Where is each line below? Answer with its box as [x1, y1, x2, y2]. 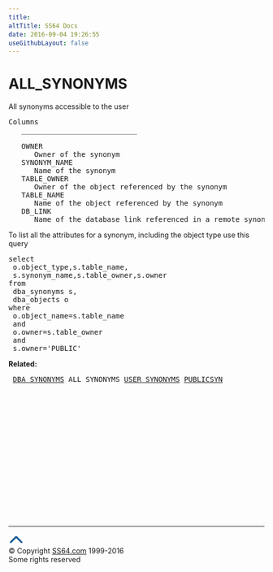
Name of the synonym [33, 167, 116, 175]
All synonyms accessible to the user [8, 102, 129, 111]
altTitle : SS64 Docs [8, 21, 79, 30]
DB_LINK [21, 207, 52, 216]
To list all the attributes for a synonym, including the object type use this [8, 230, 250, 240]
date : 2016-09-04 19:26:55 [8, 30, 100, 38]
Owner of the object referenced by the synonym [33, 183, 227, 192]
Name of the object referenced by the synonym [33, 199, 223, 208]
